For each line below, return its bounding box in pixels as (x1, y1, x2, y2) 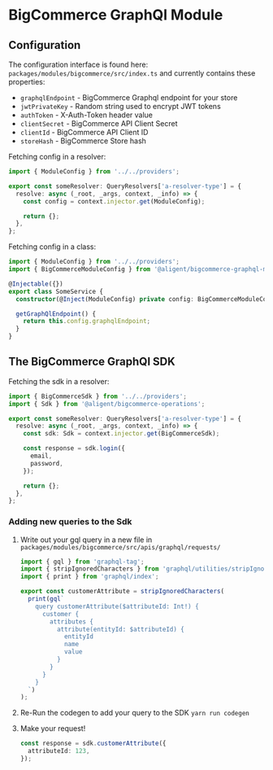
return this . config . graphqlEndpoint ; (23, 317, 151, 326)
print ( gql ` (28, 595, 65, 603)
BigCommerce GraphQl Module (8, 6, 223, 24)
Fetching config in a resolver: (8, 152, 106, 161)
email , (29, 452, 53, 461)
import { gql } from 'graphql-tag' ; (19, 558, 145, 566)
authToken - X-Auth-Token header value (19, 110, 153, 120)
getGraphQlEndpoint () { (15, 309, 96, 318)
